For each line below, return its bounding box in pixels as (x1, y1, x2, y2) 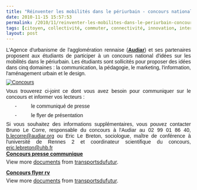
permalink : (6, 19, 33, 25)
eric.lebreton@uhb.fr (6, 145, 53, 151)
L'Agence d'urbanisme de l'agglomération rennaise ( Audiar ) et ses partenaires (6, 46, 191, 54)
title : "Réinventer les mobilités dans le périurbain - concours (6, 8, 169, 15)
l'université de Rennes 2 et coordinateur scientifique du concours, (6, 139, 191, 145)
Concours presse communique (6, 151, 83, 158)
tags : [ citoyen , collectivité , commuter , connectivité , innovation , (6, 25, 177, 31)
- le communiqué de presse (15, 103, 90, 109)
